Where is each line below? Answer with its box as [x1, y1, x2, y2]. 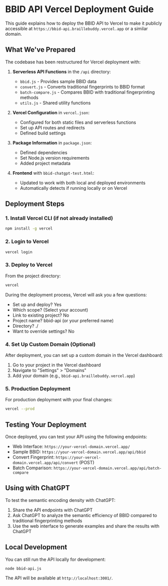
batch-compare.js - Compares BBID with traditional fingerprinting [20, 89, 155, 95]
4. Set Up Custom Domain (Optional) [5, 341, 96, 348]
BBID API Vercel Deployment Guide [5, 4, 154, 15]
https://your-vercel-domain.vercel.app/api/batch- [53, 466, 162, 471]
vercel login [5, 249, 33, 255]
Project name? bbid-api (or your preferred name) [12, 317, 114, 323]
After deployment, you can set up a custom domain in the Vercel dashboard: [5, 352, 163, 358]
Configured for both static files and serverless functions [20, 119, 136, 125]
